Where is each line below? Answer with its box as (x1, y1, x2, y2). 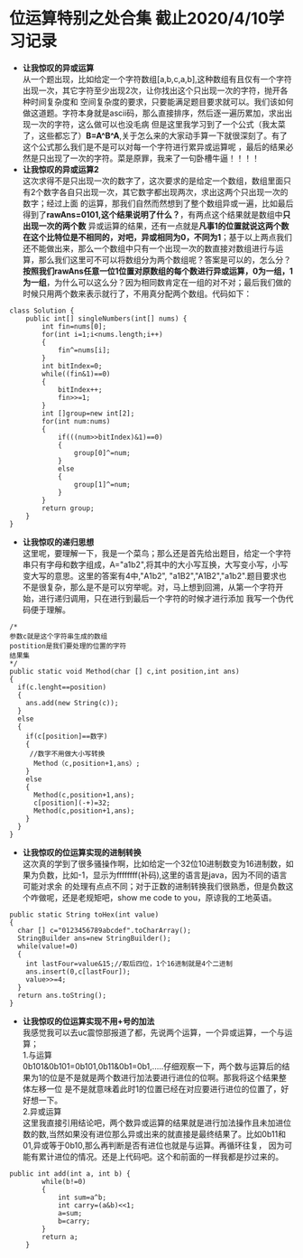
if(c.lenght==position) (17, 683, 106, 692)
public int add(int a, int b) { (9, 1169, 131, 1179)
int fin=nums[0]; (41, 321, 106, 331)
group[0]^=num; (73, 448, 131, 457)
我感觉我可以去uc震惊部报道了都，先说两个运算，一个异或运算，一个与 (22, 1027, 286, 1038)
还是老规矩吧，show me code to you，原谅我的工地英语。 (61, 891, 277, 903)
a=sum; (57, 1208, 83, 1217)
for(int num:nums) (41, 416, 111, 425)
